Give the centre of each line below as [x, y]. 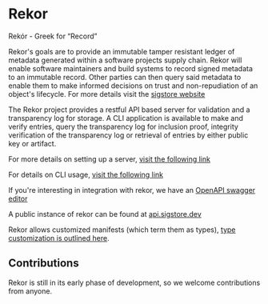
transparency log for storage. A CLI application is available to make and [126, 118]
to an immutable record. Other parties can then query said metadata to [125, 77]
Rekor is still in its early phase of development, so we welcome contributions [134, 282]
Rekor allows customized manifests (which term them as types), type [122, 230]
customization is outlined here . [59, 238]
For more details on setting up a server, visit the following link [109, 159]
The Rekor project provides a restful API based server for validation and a [129, 110]
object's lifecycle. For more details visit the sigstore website [107, 94]
